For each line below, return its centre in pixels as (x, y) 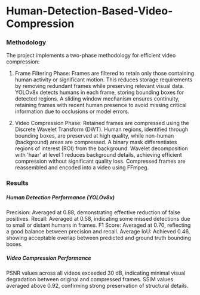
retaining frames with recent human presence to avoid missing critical (101, 105)
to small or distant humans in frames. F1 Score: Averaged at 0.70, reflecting (99, 225)
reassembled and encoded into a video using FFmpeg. (82, 168)
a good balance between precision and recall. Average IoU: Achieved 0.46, (98, 232)
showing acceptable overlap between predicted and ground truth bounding (99, 238)
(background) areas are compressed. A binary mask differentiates (96, 142)
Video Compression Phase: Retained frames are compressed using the (102, 123)
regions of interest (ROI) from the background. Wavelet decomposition (101, 148)
